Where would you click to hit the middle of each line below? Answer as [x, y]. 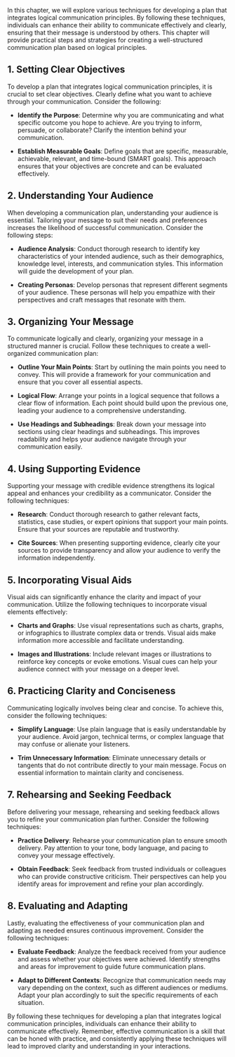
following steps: [30, 235]
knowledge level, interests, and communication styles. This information [120, 264]
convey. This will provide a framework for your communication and [114, 375]
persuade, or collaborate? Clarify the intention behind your [102, 130]
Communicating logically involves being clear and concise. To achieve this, [116, 708]
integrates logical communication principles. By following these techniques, [116, 18]
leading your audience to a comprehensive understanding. [102, 411]
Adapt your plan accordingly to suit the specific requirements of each [118, 995]
